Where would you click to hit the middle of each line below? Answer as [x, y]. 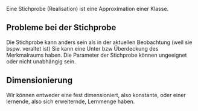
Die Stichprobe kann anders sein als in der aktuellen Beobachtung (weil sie [99, 42]
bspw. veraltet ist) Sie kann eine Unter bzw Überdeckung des [82, 48]
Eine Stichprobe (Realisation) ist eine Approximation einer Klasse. [88, 9]
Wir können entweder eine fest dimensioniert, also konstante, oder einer [96, 95]
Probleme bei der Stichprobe [61, 27]
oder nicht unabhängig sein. [41, 61]
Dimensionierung [40, 81]
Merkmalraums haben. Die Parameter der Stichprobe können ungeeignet [97, 55]
